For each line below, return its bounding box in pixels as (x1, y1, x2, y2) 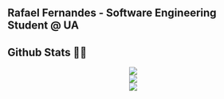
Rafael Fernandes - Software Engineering (7, 6, 217, 20)
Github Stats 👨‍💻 (7, 45, 88, 59)
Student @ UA (7, 19, 79, 32)
